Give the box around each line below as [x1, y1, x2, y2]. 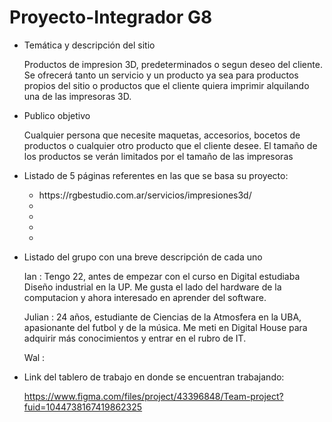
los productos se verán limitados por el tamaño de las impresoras [23, 150, 294, 162]
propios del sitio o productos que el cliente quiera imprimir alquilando [23, 79, 310, 91]
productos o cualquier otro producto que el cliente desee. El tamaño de [23, 139, 318, 151]
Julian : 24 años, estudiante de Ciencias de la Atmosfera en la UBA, [23, 311, 302, 323]
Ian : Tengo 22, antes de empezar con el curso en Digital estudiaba [23, 270, 301, 282]
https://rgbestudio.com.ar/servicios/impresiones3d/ [38, 189, 252, 201]
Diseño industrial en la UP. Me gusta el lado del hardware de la [23, 281, 282, 293]
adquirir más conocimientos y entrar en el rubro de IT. [23, 332, 247, 344]
